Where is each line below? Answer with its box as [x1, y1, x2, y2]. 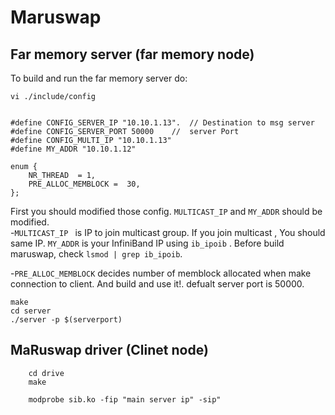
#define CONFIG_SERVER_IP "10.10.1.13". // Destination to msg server [10, 118, 315, 128]
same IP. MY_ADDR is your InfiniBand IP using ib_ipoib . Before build [10, 237, 285, 249]
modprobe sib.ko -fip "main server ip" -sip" [28, 394, 222, 405]
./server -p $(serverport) [10, 315, 123, 325]
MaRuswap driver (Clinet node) [10, 342, 209, 359]
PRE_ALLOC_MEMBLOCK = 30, [28, 179, 141, 189]
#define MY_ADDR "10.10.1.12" [10, 144, 137, 154]
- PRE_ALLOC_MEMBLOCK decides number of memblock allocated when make [10, 267, 312, 279]
